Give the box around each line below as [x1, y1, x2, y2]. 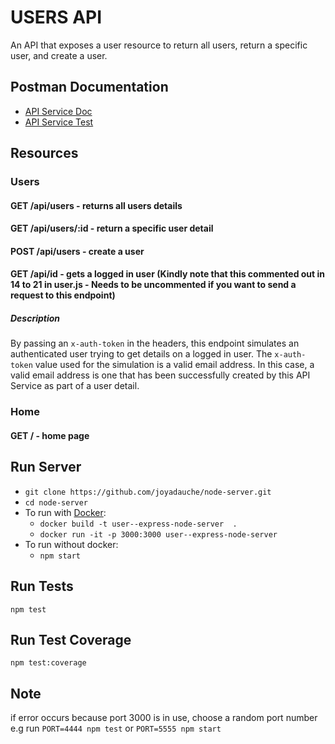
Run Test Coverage [10, 631, 132, 648]
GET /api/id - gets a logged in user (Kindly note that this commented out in [10, 268, 326, 280]
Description [10, 312, 61, 325]
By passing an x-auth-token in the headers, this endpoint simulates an [10, 337, 300, 350]
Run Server [10, 459, 82, 476]
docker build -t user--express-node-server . [39, 519, 238, 529]
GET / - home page [10, 429, 90, 441]
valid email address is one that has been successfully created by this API [10, 369, 311, 381]
